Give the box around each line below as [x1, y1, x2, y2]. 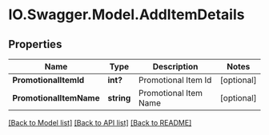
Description [152, 62, 199, 72]
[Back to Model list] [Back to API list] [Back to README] [8, 118, 192, 127]
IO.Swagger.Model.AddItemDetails [8, 6, 245, 24]
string [107, 93, 131, 103]
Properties [8, 38, 62, 51]
